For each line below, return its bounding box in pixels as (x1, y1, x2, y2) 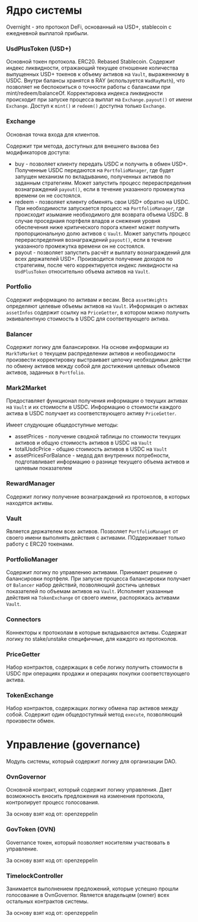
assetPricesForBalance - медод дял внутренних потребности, (14, 452, 170, 459)
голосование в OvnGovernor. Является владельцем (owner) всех (6, 892, 170, 899)
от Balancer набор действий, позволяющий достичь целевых (6, 581, 161, 588)
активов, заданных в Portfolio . (6, 369, 85, 376)
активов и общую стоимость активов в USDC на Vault (14, 439, 152, 447)
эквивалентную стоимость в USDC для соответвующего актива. (6, 315, 170, 322)
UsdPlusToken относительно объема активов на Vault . (14, 267, 150, 275)
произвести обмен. (6, 717, 55, 724)
